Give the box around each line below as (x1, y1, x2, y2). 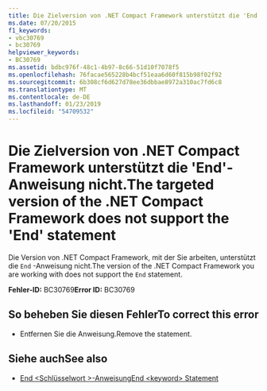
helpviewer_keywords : (8, 48, 80, 56)
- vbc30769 (8, 33, 44, 42)
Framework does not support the (8, 210, 230, 227)
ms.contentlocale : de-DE (8, 93, 91, 101)
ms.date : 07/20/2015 (8, 19, 77, 27)
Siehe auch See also (8, 352, 108, 366)
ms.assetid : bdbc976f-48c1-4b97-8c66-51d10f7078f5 (8, 64, 180, 72)
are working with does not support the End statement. (8, 269, 183, 279)
